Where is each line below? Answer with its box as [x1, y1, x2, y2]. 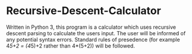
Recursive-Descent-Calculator [6, 4, 162, 18]
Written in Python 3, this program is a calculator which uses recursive [6, 23, 177, 31]
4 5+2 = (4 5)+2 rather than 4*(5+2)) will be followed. [6, 42, 136, 49]
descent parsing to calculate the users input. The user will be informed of [6, 29, 186, 36]
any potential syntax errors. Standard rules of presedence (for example [6, 36, 180, 43]
